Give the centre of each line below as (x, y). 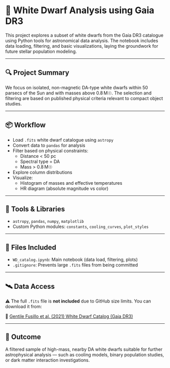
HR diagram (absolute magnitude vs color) (64, 188)
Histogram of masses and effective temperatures (71, 183)
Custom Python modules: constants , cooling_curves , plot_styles (81, 227)
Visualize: (23, 178)
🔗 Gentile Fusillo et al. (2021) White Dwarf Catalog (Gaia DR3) (69, 316)
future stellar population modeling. (41, 51)
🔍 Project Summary (37, 73)
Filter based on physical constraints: (50, 150)
